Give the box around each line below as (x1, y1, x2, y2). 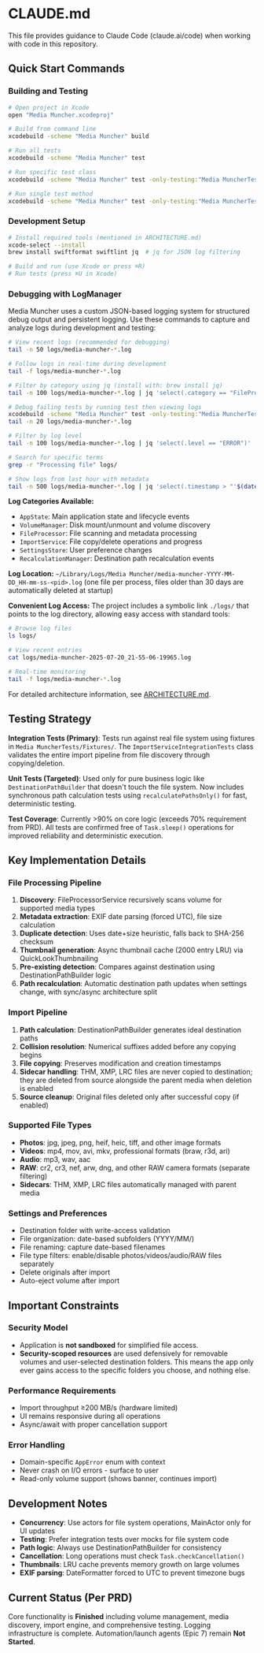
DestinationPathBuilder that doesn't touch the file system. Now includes (8, 782, 244, 791)
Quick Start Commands (8, 62, 125, 76)
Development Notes (8, 1497, 108, 1510)
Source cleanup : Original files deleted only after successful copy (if (19, 1092, 240, 1101)
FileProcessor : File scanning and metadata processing (19, 529, 197, 538)
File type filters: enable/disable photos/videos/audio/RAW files (19, 1251, 222, 1260)
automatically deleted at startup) (8, 586, 114, 595)
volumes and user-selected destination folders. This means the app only (19, 1357, 254, 1366)
